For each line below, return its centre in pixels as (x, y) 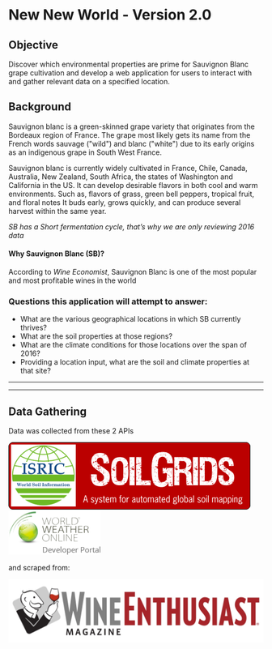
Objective (34, 45)
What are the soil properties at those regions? (96, 336)
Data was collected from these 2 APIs (71, 431)
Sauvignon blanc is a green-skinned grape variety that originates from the (132, 126)
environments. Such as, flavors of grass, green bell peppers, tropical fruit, (132, 194)
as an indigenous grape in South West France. (85, 152)
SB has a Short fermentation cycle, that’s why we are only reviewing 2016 (132, 226)
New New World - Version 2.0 (110, 15)
